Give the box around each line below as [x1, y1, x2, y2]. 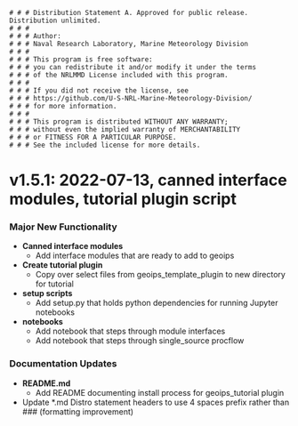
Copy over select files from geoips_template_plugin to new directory [35, 269, 286, 280]
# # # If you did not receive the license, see [9, 86, 189, 95]
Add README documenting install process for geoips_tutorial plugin [35, 387, 285, 398]
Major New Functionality [9, 221, 117, 233]
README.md [21, 378, 71, 389]
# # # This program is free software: [9, 55, 153, 64]
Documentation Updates [9, 358, 117, 370]
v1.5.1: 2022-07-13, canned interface [9, 170, 287, 190]
